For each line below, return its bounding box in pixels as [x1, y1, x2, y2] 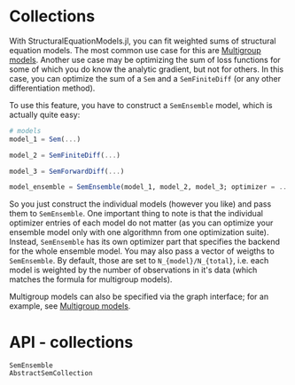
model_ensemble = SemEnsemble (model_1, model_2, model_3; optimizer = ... [9, 183, 291, 192]
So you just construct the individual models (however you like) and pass [9, 199, 272, 209]
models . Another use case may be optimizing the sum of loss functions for [9, 54, 281, 65]
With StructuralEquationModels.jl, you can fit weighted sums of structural [9, 35, 276, 46]
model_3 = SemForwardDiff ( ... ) [9, 167, 125, 176]
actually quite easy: [9, 109, 81, 120]
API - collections [9, 332, 134, 352]
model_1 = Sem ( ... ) [9, 135, 82, 144]
